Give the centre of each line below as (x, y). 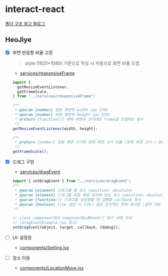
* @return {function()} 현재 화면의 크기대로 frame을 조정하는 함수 (79, 119)
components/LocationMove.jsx (52, 268)
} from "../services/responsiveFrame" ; (54, 96)
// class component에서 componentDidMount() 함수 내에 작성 (72, 218)
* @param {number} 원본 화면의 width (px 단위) (61, 110)
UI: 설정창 (22, 237)
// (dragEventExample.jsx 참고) (45, 223)
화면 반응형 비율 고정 (32, 52)
